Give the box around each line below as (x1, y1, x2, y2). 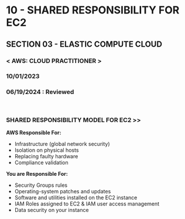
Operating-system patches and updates (14, 188, 111, 195)
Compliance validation (14, 159, 68, 166)
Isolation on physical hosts (14, 147, 79, 154)
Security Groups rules (14, 182, 68, 189)
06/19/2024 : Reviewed (6, 88, 74, 96)
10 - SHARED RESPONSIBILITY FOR (6, 4, 180, 17)
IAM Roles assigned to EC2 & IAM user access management (14, 200, 160, 207)
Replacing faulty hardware (14, 153, 78, 160)
